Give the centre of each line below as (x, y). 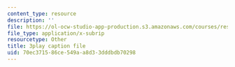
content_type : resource (42, 14)
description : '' (31, 20)
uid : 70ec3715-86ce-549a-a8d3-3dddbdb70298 (72, 53)
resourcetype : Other (37, 40)
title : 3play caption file (47, 46)
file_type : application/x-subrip (56, 33)
